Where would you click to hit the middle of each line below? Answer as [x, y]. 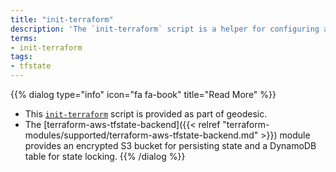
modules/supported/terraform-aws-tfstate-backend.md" [141, 135]
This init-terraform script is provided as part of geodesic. [146, 114]
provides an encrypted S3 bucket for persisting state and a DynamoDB [170, 145]
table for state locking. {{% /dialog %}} [105, 156]
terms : [24, 38]
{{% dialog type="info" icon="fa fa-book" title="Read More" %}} [143, 94]
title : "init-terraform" [62, 19]
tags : [21, 57]
